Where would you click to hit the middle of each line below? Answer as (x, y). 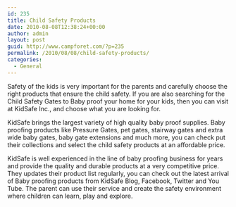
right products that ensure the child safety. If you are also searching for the (116, 94)
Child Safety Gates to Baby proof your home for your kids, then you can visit (118, 101)
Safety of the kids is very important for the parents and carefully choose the (117, 86)
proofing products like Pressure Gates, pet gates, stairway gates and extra (115, 130)
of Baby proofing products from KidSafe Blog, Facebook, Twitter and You (113, 181)
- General (28, 66)
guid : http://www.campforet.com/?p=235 (66, 46)
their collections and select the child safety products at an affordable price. (116, 144)
